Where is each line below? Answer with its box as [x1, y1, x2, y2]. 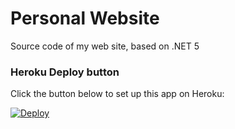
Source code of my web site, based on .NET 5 [10, 40, 200, 52]
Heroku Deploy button [10, 65, 120, 79]
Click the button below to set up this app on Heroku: [10, 88, 225, 100]
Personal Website [10, 7, 160, 30]
